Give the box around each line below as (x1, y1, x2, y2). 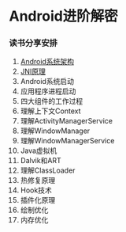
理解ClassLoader (20, 165, 76, 175)
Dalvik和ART (20, 156, 61, 165)
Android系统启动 (20, 77, 74, 86)
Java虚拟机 (20, 146, 57, 155)
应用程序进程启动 (20, 86, 76, 96)
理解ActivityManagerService (20, 116, 113, 126)
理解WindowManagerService (20, 136, 115, 146)
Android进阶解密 (9, 7, 119, 25)
